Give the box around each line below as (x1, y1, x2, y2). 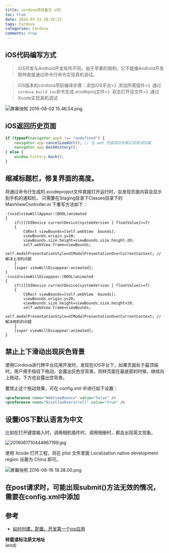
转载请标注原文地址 (5, 536, 45, 543)
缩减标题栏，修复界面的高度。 (5, 174, 98, 183)
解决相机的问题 (5, 319, 32, 324)
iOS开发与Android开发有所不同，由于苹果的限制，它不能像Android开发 (17, 65, 164, 71)
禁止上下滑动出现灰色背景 (5, 347, 85, 356)
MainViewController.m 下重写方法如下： (5, 201, 88, 207)
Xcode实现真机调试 (17, 94, 58, 101)
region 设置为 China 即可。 (5, 457, 61, 463)
